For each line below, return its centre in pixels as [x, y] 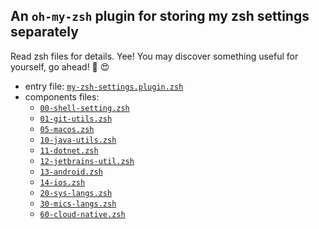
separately [44, 32]
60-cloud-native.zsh [82, 214]
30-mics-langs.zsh [78, 204]
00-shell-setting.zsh [84, 108]
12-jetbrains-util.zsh [87, 161]
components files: [62, 96]
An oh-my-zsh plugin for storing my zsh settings [160, 16]
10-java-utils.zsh [78, 140]
